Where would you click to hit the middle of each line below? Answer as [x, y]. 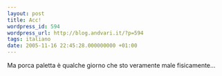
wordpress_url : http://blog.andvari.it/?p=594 [75, 33]
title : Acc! [24, 20]
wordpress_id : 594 [34, 26]
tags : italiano [29, 39]
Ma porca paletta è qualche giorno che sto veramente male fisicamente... [111, 65]
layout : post [26, 13]
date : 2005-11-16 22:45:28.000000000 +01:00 [72, 46]
